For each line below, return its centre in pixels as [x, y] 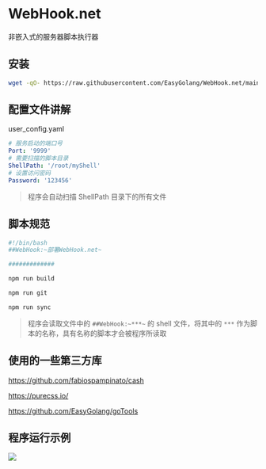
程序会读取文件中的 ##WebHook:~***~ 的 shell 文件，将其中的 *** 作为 [139, 323]
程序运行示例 [40, 438]
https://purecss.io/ [38, 395]
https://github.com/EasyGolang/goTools [73, 411]
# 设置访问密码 [30, 173]
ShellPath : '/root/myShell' [55, 166]
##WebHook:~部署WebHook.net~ [55, 250]
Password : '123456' [40, 180]
